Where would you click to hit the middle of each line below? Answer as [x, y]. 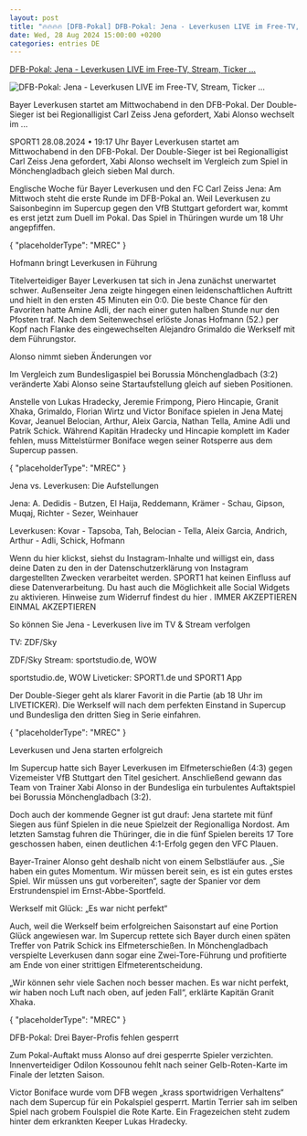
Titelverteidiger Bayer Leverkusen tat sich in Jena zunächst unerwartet [143, 281]
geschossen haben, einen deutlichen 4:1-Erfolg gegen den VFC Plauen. [144, 844]
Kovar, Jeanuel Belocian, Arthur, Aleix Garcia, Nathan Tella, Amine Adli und [150, 421]
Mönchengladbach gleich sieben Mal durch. [92, 171]
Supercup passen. [44, 451]
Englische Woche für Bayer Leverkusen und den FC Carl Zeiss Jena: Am [145, 189]
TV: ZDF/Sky [33, 642]
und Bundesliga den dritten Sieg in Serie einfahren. [105, 715]
